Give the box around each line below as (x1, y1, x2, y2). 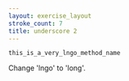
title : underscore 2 (8, 27, 78, 35)
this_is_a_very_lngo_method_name (8, 49, 121, 58)
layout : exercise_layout (8, 11, 92, 20)
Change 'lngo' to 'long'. (8, 63, 86, 73)
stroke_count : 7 (8, 19, 63, 28)
